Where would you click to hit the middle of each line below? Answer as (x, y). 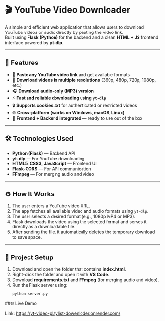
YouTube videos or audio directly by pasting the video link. (64, 32)
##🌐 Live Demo (21, 303)
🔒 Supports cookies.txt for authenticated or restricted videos (74, 105)
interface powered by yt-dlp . (34, 42)
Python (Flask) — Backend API (44, 153)
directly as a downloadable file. (44, 227)
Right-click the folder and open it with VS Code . (61, 275)
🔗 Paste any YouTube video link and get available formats (71, 74)
